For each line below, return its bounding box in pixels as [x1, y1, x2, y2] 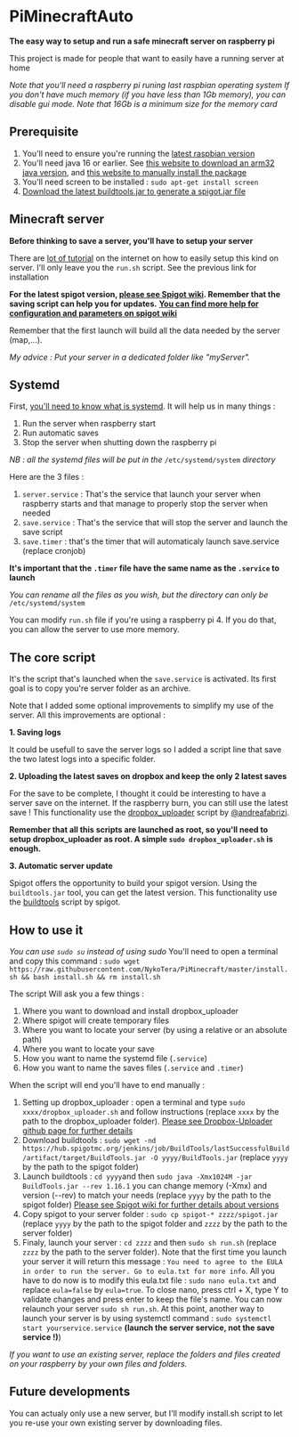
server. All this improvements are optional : [9, 710, 166, 720]
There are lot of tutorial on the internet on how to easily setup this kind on [9, 252, 279, 264]
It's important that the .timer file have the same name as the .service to [9, 563, 280, 573]
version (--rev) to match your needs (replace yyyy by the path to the [21, 1190, 271, 1200]
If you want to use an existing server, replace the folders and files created [9, 1349, 280, 1360]
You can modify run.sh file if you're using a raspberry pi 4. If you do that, [9, 614, 277, 625]
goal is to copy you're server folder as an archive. [9, 683, 191, 694]
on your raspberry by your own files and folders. [9, 1359, 188, 1368]
